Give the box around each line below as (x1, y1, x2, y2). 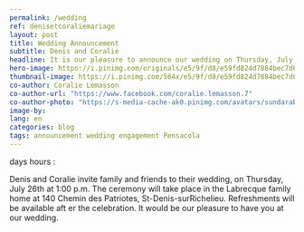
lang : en (9, 114, 43, 123)
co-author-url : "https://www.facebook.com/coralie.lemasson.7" (9, 89, 253, 98)
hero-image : (9, 64, 54, 73)
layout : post (9, 30, 59, 39)
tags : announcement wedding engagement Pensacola (9, 131, 201, 140)
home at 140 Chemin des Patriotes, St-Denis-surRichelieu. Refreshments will (9, 192, 295, 204)
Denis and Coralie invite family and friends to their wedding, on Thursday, (9, 173, 283, 184)
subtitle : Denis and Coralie (9, 47, 119, 56)
